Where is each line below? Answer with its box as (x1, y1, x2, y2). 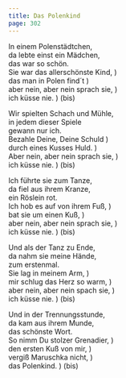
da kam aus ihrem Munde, (8, 318, 95, 327)
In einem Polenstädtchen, (8, 41, 93, 51)
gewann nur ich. (8, 126, 62, 135)
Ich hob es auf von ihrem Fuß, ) (8, 201, 112, 210)
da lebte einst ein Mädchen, (8, 50, 100, 60)
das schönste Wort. (8, 326, 73, 336)
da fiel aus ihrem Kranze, (8, 184, 91, 193)
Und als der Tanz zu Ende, (8, 243, 96, 252)
